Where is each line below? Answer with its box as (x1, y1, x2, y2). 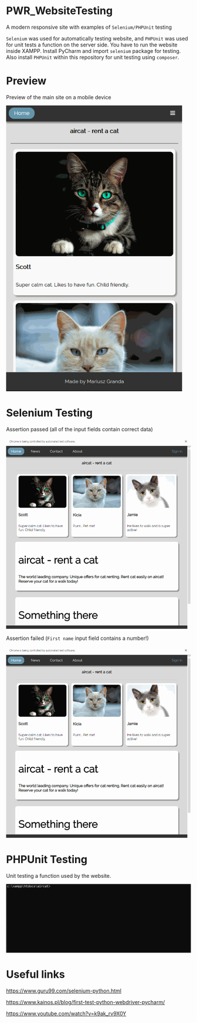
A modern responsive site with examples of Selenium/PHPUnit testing (6, 24, 172, 31)
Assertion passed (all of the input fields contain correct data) (6, 425, 154, 432)
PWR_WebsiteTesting (6, 4, 113, 18)
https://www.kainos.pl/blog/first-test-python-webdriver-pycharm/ (6, 999, 165, 1006)
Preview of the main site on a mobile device (6, 93, 111, 100)
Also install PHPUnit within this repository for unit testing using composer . (6, 53, 179, 61)
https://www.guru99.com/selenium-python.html (6, 987, 122, 994)
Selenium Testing (6, 407, 93, 420)
